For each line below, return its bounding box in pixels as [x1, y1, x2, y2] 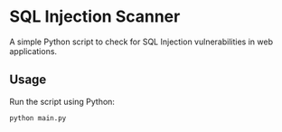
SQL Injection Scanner [9, 6, 181, 27]
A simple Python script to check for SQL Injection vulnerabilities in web [9, 36, 274, 47]
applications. [9, 45, 57, 56]
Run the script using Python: [9, 96, 116, 107]
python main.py [9, 113, 67, 123]
